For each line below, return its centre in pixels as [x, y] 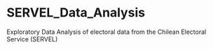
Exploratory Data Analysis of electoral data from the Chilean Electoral [106, 32]
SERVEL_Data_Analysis [76, 13]
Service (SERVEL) [32, 39]
